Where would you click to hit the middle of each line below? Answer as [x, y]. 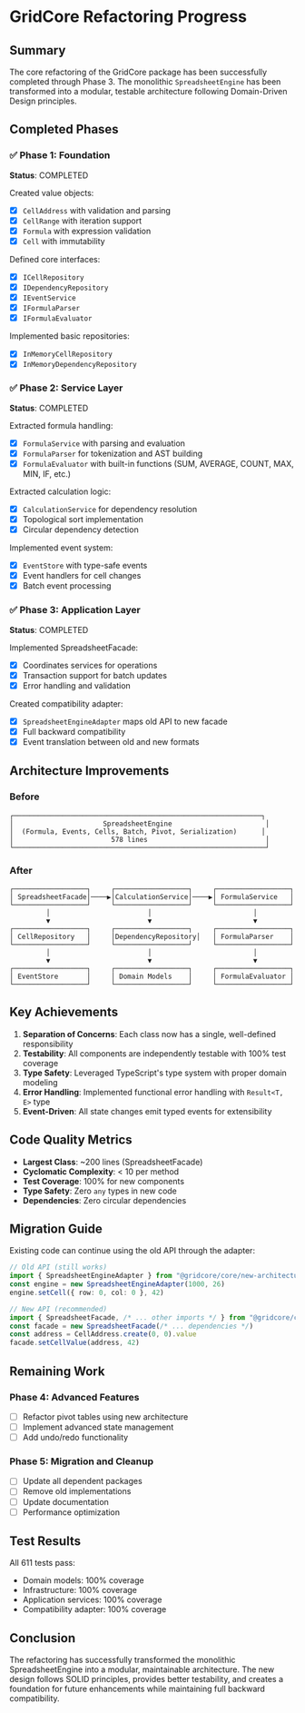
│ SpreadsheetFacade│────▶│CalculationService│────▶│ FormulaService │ [152, 896]
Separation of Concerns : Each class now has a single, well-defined [149, 1034]
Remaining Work [57, 1371]
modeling [40, 1082]
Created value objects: [52, 193]
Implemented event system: [61, 548]
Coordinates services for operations [90, 665]
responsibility [48, 1044]
